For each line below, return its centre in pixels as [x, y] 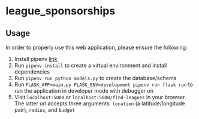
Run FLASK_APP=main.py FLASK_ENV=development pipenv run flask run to [103, 84]
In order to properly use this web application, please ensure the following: [97, 47]
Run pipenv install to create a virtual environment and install [91, 65]
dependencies [32, 72]
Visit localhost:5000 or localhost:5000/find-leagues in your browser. [100, 97]
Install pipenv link [36, 59]
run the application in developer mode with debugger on [84, 91]
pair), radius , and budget [45, 110]
